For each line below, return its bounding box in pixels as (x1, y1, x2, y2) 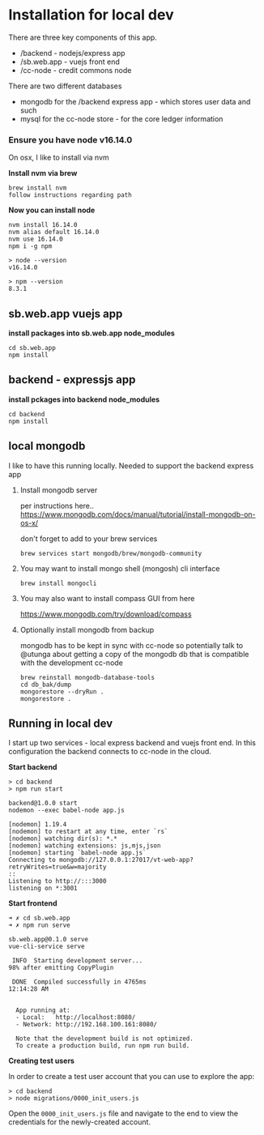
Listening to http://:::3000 (8, 877, 107, 885)
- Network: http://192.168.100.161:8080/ (15, 1021, 158, 1029)
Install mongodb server (19, 484, 98, 495)
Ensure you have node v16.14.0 (8, 134, 133, 145)
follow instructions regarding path (8, 191, 132, 199)
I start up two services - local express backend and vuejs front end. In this (8, 738, 257, 748)
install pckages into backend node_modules (8, 395, 160, 404)
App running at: (15, 1006, 70, 1014)
